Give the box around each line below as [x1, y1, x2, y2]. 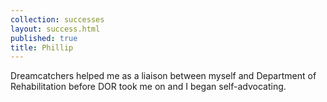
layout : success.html [10, 24, 101, 34]
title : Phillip [10, 42, 74, 53]
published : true [10, 33, 78, 43]
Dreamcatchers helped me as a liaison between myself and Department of [10, 70, 317, 82]
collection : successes [10, 14, 105, 25]
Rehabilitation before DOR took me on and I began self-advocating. [10, 81, 287, 93]
